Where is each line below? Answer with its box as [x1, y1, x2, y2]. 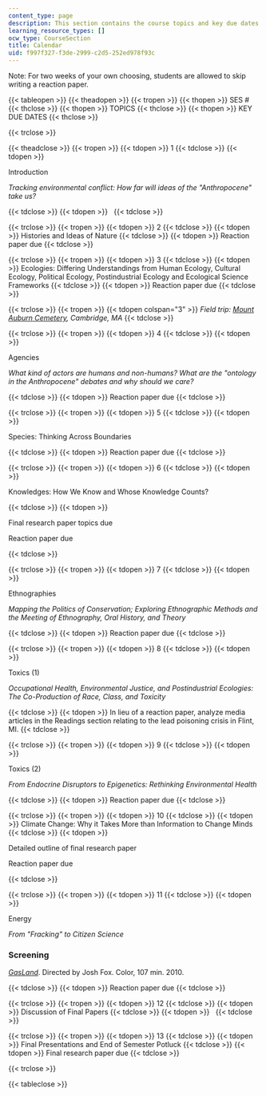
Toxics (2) [8, 764, 42, 774]
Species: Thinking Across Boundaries [8, 432, 132, 441]
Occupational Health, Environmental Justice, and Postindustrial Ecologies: [8, 683, 254, 693]
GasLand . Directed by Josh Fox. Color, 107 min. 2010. [8, 968, 185, 977]
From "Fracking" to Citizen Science [8, 929, 124, 939]
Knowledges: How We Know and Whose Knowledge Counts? [8, 487, 209, 496]
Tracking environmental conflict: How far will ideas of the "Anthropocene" [8, 183, 252, 192]
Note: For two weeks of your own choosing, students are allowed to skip [8, 71, 246, 80]
